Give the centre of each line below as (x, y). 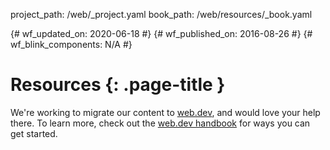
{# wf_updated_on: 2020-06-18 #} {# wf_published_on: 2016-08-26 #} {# (161, 33)
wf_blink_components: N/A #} (71, 44)
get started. (34, 133)
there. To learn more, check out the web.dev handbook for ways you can (160, 123)
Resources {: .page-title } (118, 85)
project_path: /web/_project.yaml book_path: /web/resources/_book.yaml (161, 14)
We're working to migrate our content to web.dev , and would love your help (165, 112)
